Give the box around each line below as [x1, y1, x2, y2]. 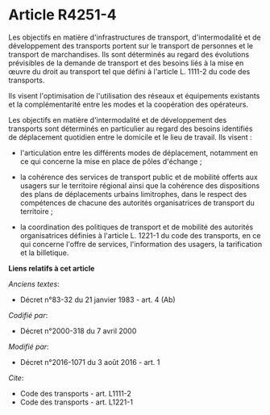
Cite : [8, 373, 24, 383]
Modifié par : [8, 342, 50, 351]
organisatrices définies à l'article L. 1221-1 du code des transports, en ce [19, 230, 261, 240]
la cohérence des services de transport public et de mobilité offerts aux [19, 172, 258, 182]
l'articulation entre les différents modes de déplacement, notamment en [19, 148, 259, 157]
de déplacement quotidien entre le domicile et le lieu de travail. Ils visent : [8, 132, 252, 142]
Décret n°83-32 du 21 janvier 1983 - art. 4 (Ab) [19, 295, 176, 304]
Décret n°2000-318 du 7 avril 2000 [19, 325, 137, 336]
